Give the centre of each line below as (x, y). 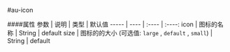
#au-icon (20, 10)
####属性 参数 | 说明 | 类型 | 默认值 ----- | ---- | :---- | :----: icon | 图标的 (113, 24)
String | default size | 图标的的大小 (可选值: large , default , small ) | (116, 33)
